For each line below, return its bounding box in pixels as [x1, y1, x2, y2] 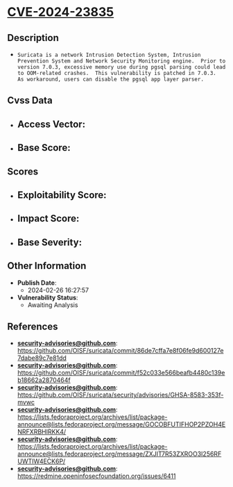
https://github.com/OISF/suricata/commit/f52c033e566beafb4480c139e [17, 369, 225, 377]
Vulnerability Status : [17, 293, 78, 302]
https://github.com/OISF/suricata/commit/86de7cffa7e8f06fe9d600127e [17, 347, 224, 355]
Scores [7, 165, 39, 177]
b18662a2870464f [17, 376, 71, 384]
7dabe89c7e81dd [17, 354, 67, 362]
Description [7, 32, 59, 44]
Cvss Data [7, 94, 53, 106]
